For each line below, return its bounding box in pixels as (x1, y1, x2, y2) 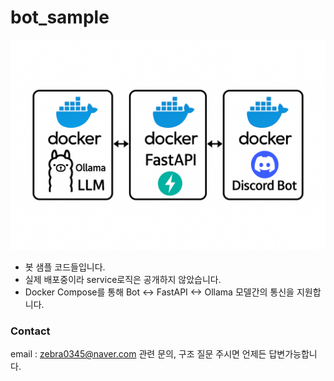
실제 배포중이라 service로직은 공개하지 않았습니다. (24, 273, 222, 285)
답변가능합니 (268, 347, 318, 360)
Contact (10, 324, 51, 338)
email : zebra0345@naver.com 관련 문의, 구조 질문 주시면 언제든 (10, 347, 267, 360)
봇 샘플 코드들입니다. (24, 261, 106, 273)
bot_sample (10, 6, 110, 29)
